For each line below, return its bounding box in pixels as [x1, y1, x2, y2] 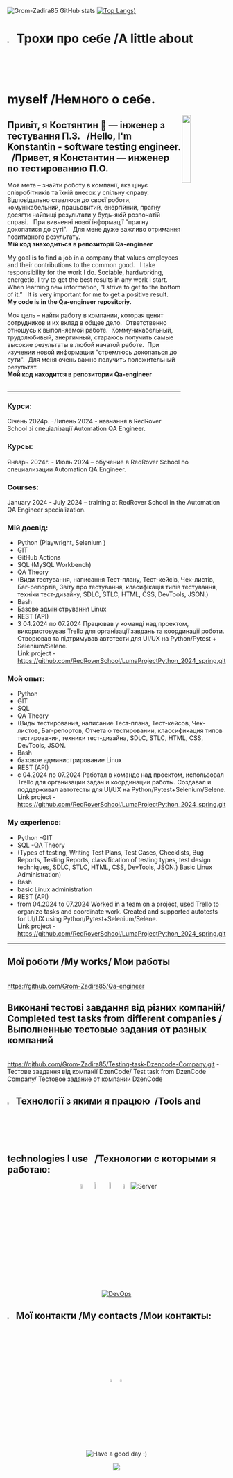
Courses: [7, 482, 40, 492]
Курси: [7, 401, 33, 411]
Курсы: [7, 442, 33, 451]
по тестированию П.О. [7, 162, 109, 174]
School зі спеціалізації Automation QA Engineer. [7, 424, 146, 433]
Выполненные [7, 1023, 73, 1035]
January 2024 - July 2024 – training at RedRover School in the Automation [7, 498, 221, 506]
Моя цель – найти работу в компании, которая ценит [7, 311, 164, 319]
